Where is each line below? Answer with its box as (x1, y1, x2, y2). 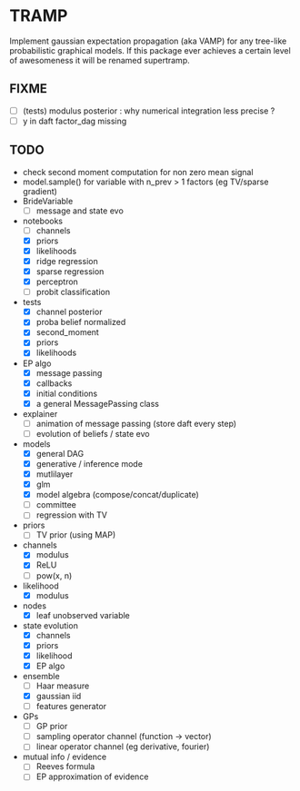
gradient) (22, 185, 57, 196)
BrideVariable (22, 195, 74, 206)
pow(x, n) (35, 569, 73, 581)
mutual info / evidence (22, 751, 107, 763)
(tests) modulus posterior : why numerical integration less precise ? (22, 105, 275, 116)
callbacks (35, 378, 73, 389)
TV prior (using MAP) (35, 529, 116, 540)
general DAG (35, 448, 85, 459)
